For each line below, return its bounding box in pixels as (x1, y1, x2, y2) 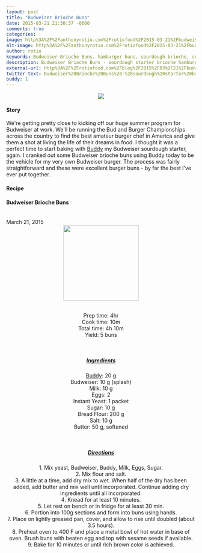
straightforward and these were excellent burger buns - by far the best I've (6, 164, 191, 172)
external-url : (6, 65, 42, 71)
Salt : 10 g (89, 417, 113, 424)
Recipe (6, 185, 24, 192)
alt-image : (6, 43, 34, 49)
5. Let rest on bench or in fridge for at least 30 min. (38, 502, 164, 510)
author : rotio (6, 48, 42, 54)
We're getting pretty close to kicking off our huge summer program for (6, 120, 181, 127)
